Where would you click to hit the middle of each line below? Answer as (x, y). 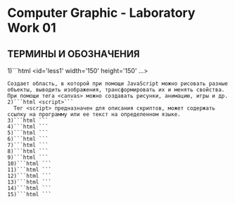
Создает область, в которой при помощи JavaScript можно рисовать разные (118, 84)
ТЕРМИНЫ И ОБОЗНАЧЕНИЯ (74, 54)
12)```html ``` (30, 176)
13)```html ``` (30, 182)
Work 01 (32, 28)
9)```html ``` (28, 158)
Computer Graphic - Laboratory (101, 13)
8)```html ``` (28, 151)
